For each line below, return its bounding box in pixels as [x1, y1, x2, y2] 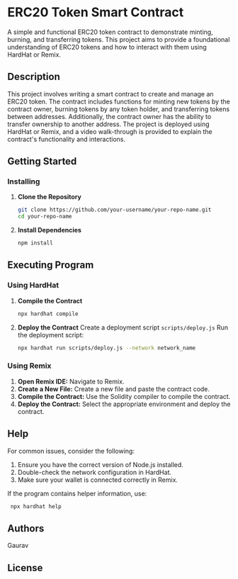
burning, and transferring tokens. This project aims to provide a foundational [7, 35, 230, 43]
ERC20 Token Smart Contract [7, 4, 184, 21]
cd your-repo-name [17, 213, 72, 220]
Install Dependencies [17, 226, 81, 235]
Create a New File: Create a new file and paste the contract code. [17, 384, 210, 393]
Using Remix [7, 361, 52, 371]
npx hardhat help [10, 502, 62, 510]
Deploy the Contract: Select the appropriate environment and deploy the [17, 400, 231, 408]
